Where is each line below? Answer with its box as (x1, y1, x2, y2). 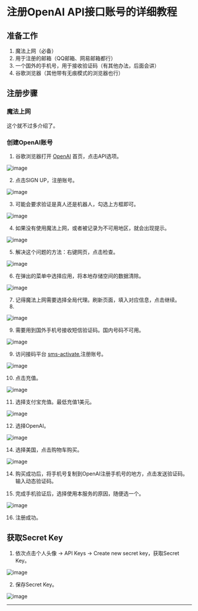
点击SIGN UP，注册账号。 (15, 176, 78, 183)
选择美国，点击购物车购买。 (15, 446, 83, 453)
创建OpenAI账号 (6, 138, 53, 146)
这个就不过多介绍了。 (6, 122, 58, 129)
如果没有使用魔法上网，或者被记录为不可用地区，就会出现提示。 (15, 224, 170, 232)
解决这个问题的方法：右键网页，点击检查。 (15, 248, 119, 255)
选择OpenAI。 (15, 422, 49, 429)
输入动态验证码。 (15, 477, 57, 484)
